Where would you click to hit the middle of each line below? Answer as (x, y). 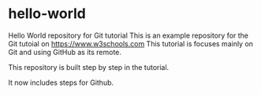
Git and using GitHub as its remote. (65, 52)
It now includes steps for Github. (61, 82)
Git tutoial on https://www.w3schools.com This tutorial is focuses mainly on (131, 43)
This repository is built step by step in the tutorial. (89, 67)
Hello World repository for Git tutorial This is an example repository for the (129, 35)
